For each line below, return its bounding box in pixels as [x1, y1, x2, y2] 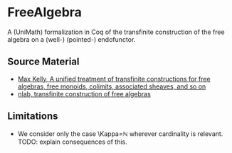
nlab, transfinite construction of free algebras [17, 89, 151, 98]
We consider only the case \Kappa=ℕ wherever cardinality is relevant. [17, 129, 223, 138]
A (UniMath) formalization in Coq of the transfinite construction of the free [7, 28, 226, 36]
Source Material [7, 56, 80, 68]
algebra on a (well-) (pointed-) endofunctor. [7, 35, 136, 43]
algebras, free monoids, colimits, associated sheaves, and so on [17, 82, 206, 91]
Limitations [7, 110, 58, 123]
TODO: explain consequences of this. [17, 137, 127, 146]
